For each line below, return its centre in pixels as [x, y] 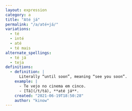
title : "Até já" [23, 19]
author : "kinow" [32, 100]
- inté [17, 39]
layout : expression [26, 10]
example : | [26, 81]
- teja [17, 62]
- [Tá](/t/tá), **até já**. [49, 91]
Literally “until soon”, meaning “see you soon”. [73, 77]
